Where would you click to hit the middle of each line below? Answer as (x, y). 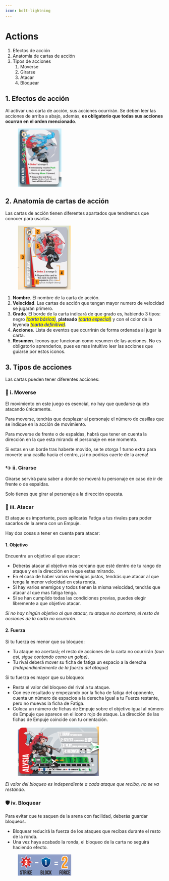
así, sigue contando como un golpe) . (51, 657)
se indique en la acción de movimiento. (46, 424)
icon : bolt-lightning (28, 11)
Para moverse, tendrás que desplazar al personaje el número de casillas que (85, 419)
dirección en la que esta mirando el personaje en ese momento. (71, 439)
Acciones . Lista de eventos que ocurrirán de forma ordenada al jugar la (87, 330)
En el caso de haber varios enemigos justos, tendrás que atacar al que (86, 577)
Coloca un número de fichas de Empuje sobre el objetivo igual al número (88, 708)
